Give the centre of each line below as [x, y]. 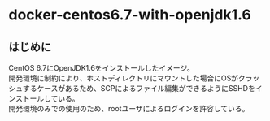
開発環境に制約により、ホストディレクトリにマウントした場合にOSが [123, 78]
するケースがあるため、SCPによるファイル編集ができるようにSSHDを [139, 88]
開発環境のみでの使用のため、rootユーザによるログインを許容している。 [129, 108]
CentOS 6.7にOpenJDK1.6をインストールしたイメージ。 [102, 68]
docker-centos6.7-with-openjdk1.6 [130, 15]
